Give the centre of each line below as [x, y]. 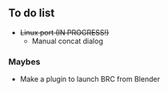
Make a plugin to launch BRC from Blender [90, 79]
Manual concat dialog [68, 41]
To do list [32, 13]
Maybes [24, 62]
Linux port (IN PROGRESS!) [64, 32]
